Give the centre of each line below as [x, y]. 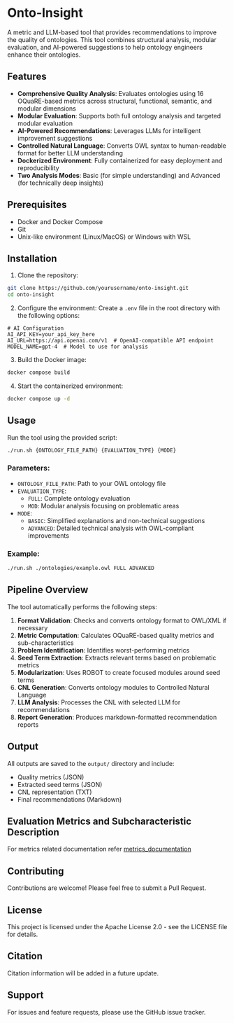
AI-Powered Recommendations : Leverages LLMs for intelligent [109, 130]
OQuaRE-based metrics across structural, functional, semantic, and [115, 101]
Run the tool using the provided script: [62, 437]
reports [28, 724]
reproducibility [38, 168]
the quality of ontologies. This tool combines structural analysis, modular [112, 39]
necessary [32, 627]
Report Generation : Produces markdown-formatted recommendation [117, 717]
